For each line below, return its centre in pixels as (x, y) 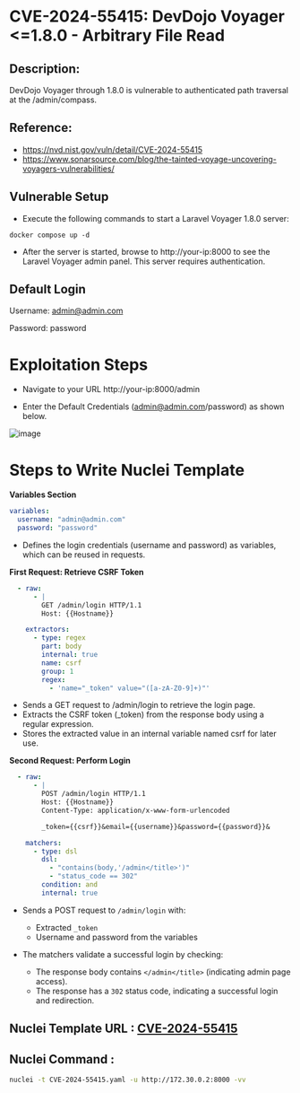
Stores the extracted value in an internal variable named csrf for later (149, 734)
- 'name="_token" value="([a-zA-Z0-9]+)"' (129, 688)
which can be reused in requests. (84, 555)
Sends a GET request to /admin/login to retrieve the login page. (139, 705)
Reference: (41, 128)
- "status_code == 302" (94, 877)
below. (34, 416)
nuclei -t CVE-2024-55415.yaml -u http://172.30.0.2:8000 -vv (128, 1080)
